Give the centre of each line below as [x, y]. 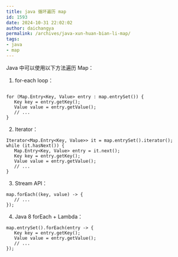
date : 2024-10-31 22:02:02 [39, 23]
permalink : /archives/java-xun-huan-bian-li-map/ [69, 34]
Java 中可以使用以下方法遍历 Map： [50, 68]
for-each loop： [34, 80]
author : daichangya [30, 28]
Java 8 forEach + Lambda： [49, 216]
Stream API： [31, 183]
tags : [13, 39]
